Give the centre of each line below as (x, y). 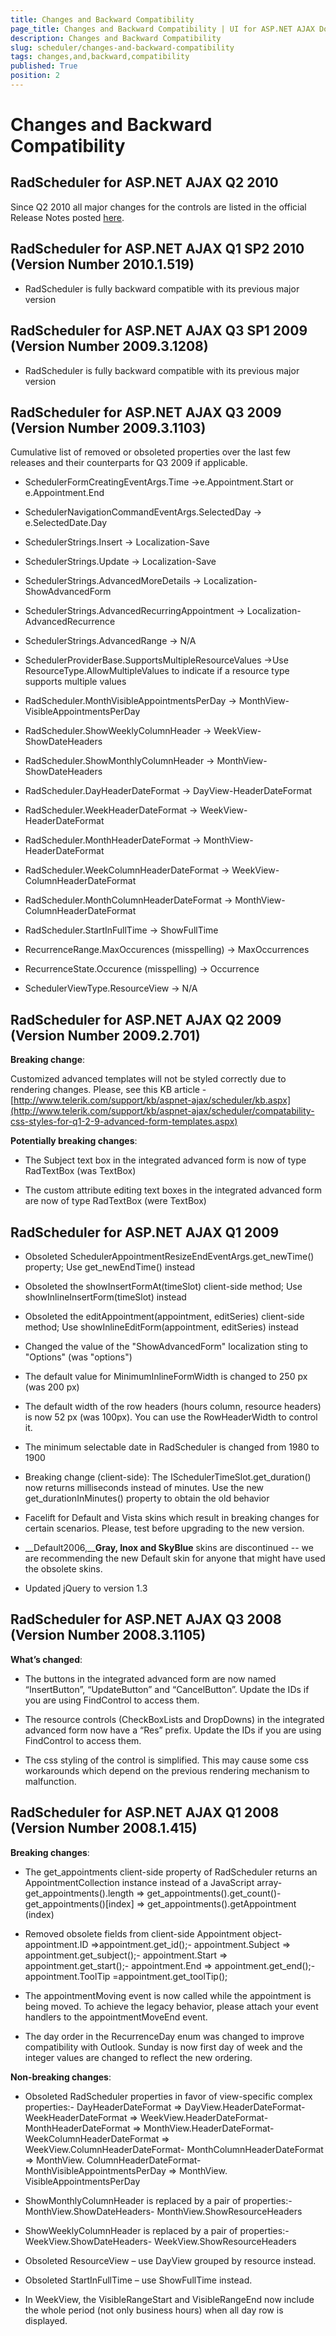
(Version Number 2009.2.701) (105, 1035)
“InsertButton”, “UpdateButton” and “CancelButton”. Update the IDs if (167, 1689)
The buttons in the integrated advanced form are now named (150, 1678)
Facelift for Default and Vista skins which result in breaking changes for (172, 1517)
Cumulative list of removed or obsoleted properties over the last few (151, 452)
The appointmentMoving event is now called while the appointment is (168, 1995)
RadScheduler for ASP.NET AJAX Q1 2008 (145, 1812)
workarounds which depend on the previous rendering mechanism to (167, 1770)
